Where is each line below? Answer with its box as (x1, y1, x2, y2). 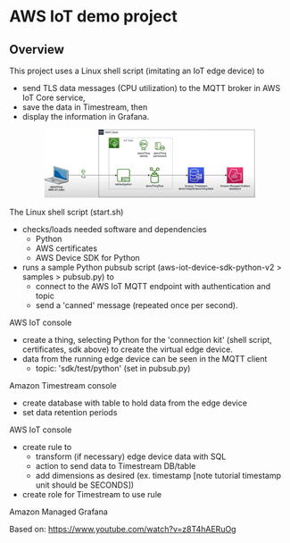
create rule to (21, 442, 72, 453)
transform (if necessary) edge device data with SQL (35, 451, 227, 462)
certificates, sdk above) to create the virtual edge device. (21, 344, 234, 355)
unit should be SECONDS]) (35, 480, 135, 490)
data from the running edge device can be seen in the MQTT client (21, 354, 268, 364)
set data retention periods (21, 407, 118, 418)
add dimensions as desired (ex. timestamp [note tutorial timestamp (35, 471, 281, 481)
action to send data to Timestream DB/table (35, 461, 196, 472)
